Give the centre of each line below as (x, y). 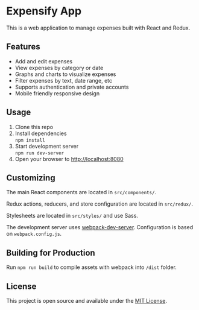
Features (23, 47)
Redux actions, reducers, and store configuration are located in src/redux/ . (100, 204)
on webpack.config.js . (34, 234)
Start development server (47, 146)
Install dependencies (41, 133)
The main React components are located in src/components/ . (81, 192)
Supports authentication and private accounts (72, 87)
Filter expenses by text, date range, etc (64, 80)
